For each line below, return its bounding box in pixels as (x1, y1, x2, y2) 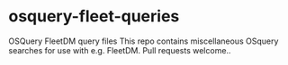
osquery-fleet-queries (8, 6, 180, 27)
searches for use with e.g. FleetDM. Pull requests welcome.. (8, 45, 231, 55)
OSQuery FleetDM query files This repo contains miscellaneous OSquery (8, 36, 279, 46)
